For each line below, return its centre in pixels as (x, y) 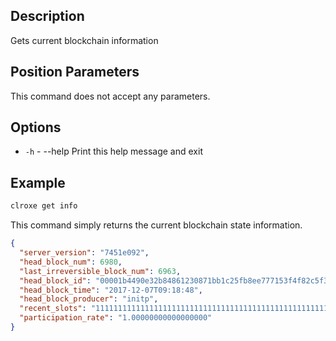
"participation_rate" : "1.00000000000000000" (116, 318)
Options (36, 127)
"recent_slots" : (53, 309)
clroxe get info (44, 206)
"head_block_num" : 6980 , (71, 262)
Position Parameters (75, 72)
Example (38, 182)
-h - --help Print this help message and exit (113, 151)
